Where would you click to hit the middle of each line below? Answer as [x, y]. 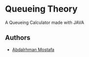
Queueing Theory [41, 9]
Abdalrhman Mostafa [33, 49]
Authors [18, 38]
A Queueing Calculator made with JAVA [44, 22]
